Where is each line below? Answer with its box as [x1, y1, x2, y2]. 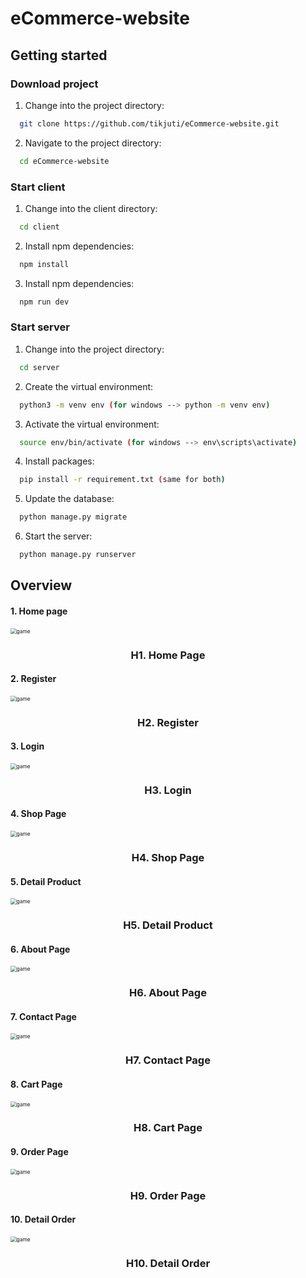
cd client [19, 222, 60, 232]
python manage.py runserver [19, 550, 137, 560]
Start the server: [24, 530, 93, 542]
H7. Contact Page [125, 1053, 211, 1067]
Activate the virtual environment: [24, 418, 160, 430]
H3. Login [144, 783, 192, 797]
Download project [10, 77, 99, 91]
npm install [19, 259, 70, 269]
